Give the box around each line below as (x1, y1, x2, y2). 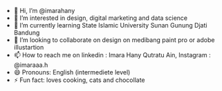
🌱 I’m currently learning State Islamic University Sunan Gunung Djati (13, 21, 207, 29)
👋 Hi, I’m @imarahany (13, 7, 75, 14)
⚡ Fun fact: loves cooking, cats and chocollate (13, 76, 145, 84)
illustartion (13, 43, 44, 51)
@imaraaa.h (13, 61, 48, 69)
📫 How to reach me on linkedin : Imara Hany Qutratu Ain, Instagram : (13, 51, 211, 59)
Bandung (13, 28, 40, 37)
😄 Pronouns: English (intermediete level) (13, 68, 131, 76)
